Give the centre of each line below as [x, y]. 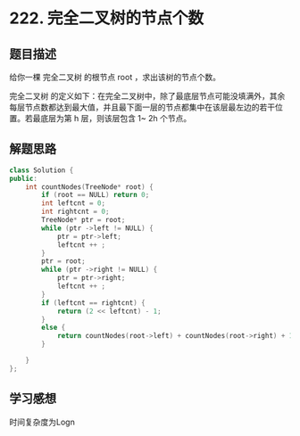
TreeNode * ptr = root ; [83, 220]
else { [54, 328]
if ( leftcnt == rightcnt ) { [93, 303]
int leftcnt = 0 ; [73, 203]
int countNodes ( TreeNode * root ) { [89, 187]
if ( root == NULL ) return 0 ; [96, 195]
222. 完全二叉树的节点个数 [107, 18]
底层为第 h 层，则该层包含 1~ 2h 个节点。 [116, 118]
